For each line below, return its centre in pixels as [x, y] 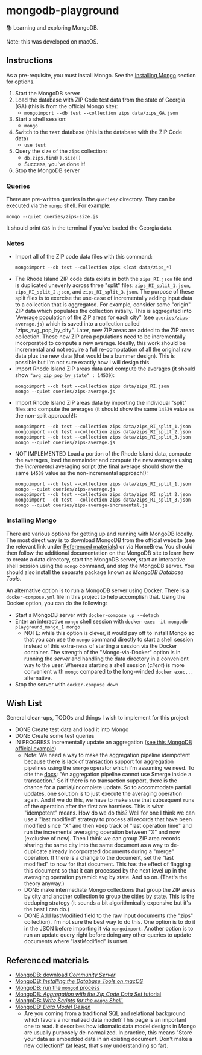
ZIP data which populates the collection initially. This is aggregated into [103, 311]
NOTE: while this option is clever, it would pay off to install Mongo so [109, 633]
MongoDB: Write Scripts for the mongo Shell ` [69, 1001]
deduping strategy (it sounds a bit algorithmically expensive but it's [107, 903]
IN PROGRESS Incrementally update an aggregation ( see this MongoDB [103, 742]
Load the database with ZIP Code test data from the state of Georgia [100, 100]
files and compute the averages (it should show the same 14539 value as [105, 409]
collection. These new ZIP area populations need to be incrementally [100, 337]
